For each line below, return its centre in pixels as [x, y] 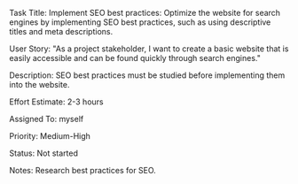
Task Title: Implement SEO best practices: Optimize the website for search [145, 13]
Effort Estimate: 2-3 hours [56, 102]
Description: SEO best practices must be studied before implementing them [147, 75]
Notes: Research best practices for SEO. [83, 170]
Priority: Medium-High [50, 136]
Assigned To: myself [47, 119]
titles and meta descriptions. [61, 31]
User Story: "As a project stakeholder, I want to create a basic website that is [149, 49]
